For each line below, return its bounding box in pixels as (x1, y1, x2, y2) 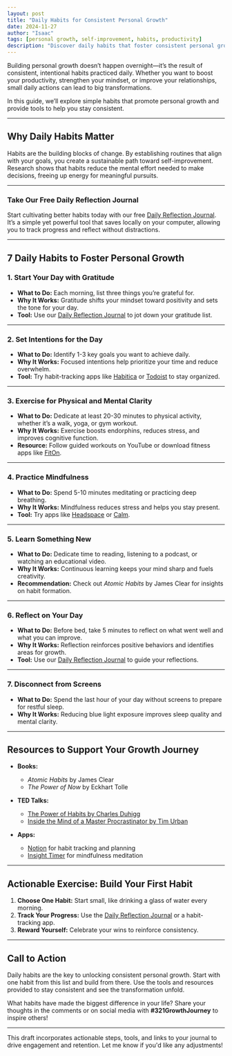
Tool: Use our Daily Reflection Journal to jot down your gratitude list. (17, 310, 213, 319)
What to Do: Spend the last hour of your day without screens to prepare (17, 695, 222, 703)
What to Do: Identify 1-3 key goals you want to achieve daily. (17, 351, 191, 359)
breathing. (17, 495, 47, 504)
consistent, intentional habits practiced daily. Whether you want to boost (7, 69, 213, 77)
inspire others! (7, 1014, 48, 1022)
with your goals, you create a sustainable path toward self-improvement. (7, 157, 214, 165)
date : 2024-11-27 (7, 23, 57, 30)
